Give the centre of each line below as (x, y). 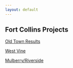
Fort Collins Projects (37, 30)
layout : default (22, 10)
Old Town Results (23, 41)
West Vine (15, 51)
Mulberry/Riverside (24, 61)
